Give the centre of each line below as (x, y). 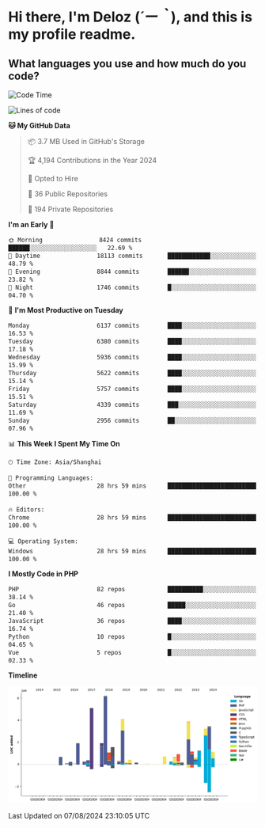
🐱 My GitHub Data (40, 125)
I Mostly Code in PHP (44, 574)
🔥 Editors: (26, 510)
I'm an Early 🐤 (31, 224)
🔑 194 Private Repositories (70, 209)
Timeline (23, 675)
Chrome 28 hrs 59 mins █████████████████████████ (132, 518)
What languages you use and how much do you (127, 64)
